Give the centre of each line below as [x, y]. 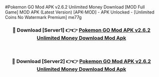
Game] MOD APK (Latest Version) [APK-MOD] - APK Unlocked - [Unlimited [80, 12]
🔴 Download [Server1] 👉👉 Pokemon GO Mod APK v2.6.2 [81, 30]
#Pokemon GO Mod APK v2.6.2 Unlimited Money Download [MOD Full [75, 7]
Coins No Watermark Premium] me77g [43, 17]
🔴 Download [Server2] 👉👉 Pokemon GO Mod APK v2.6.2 [81, 62]
